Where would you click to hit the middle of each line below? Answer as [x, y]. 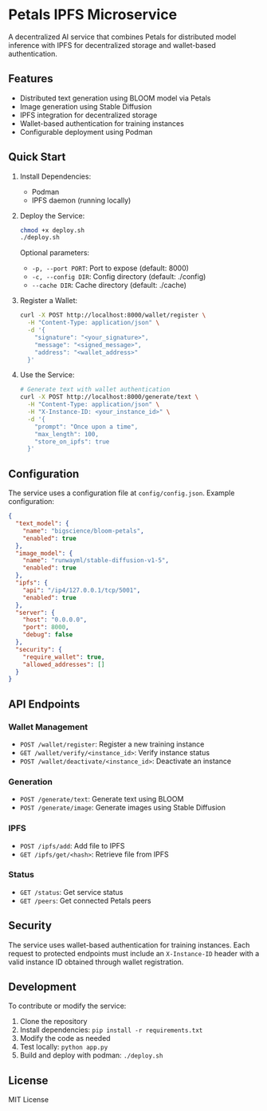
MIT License [29, 1100]
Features [31, 79]
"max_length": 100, [67, 434]
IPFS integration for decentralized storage [88, 115]
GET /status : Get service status [71, 892]
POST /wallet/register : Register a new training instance [112, 744]
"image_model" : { [44, 553]
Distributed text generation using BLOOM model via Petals [115, 98]
